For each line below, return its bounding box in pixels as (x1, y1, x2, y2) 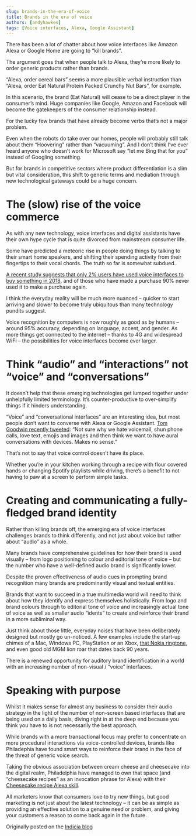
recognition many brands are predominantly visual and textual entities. (6, 580, 175, 587)
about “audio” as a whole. (6, 538, 68, 545)
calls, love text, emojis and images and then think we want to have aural (6, 432, 178, 439)
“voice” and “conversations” (6, 370, 150, 383)
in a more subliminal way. (6, 616, 67, 623)
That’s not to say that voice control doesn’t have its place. (6, 450, 145, 457)
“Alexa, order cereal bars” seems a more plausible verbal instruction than (6, 76, 182, 83)
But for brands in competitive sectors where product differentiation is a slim (6, 165, 188, 172)
